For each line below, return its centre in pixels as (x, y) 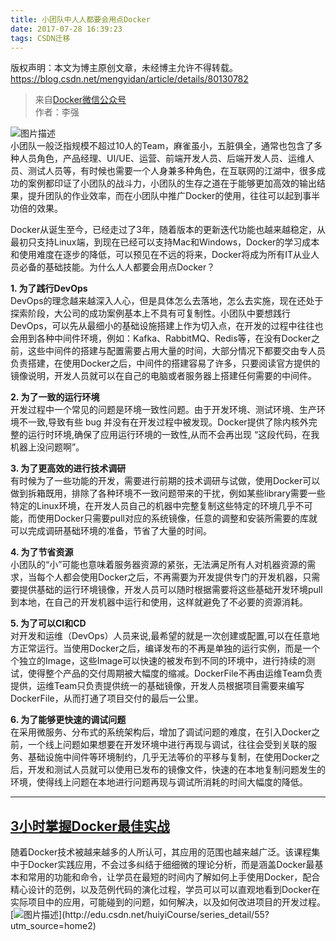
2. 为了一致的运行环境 (55, 397)
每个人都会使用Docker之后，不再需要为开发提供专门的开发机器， (169, 577)
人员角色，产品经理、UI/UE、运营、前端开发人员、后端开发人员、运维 (162, 158)
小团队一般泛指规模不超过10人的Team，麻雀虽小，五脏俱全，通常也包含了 (162, 146)
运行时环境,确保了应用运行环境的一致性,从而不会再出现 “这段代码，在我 (173, 435)
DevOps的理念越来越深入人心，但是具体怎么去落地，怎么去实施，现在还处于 (167, 301)
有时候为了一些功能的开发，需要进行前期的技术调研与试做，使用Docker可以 (165, 481)
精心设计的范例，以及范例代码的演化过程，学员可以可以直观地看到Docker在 (165, 890)
